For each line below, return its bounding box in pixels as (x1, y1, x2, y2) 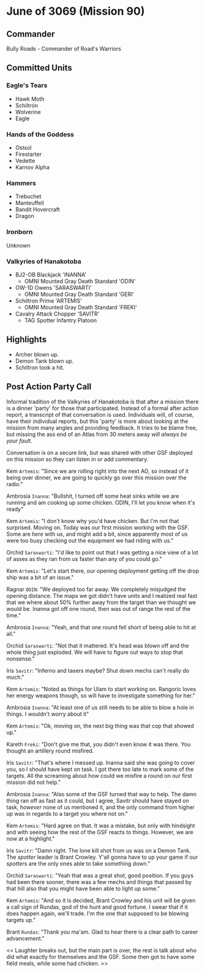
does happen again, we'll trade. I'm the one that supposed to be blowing (6, 910, 189, 917)
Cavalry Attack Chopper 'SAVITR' (15, 310, 100, 317)
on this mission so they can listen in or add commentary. (6, 455, 149, 463)
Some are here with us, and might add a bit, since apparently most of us (6, 530, 188, 538)
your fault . (6, 437, 32, 444)
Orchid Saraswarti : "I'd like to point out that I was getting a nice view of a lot (6, 548, 199, 556)
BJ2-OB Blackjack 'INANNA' (15, 271, 87, 278)
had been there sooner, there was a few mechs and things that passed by (6, 878, 192, 885)
